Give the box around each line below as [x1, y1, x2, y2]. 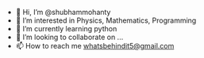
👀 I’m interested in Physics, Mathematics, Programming [15, 16, 197, 25]
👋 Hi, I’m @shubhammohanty [15, 8, 111, 16]
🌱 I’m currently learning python [15, 24, 117, 33]
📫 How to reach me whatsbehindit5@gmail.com [15, 42, 175, 50]
